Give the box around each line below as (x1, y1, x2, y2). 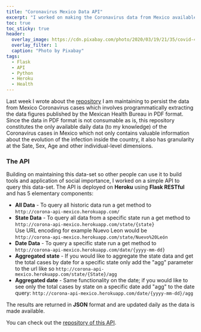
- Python (11, 70, 33, 76)
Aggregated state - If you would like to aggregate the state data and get (14, 252, 193, 259)
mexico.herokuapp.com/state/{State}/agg (14, 271, 117, 277)
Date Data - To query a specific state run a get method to (14, 240, 157, 247)
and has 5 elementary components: (6, 190, 94, 197)
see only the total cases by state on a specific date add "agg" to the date (14, 283, 195, 291)
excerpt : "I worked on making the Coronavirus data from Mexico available (6, 14, 197, 20)
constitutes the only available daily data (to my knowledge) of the (6, 123, 167, 130)
